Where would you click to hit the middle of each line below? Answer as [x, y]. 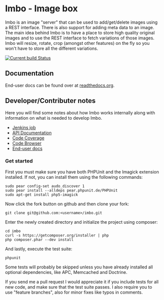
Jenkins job [24, 127]
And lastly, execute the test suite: [39, 249]
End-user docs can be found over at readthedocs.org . [60, 85]
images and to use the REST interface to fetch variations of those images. [80, 38]
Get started [19, 161]
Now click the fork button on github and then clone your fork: [67, 204]
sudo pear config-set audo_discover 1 [45, 186]
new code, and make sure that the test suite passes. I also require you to [79, 287]
